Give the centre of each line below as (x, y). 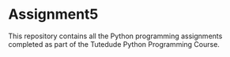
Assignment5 (53, 14)
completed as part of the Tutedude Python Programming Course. (114, 44)
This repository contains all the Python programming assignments (115, 36)
